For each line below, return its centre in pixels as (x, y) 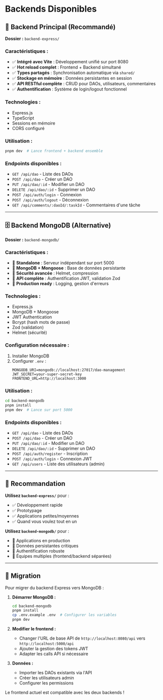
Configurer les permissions (46, 683)
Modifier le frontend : (34, 629)
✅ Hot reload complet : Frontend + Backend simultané (66, 67)
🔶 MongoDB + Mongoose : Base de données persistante (69, 268)
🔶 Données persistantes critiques (45, 546)
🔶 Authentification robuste (38, 551)
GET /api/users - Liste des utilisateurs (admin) (58, 464)
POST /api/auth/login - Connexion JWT (52, 459)
